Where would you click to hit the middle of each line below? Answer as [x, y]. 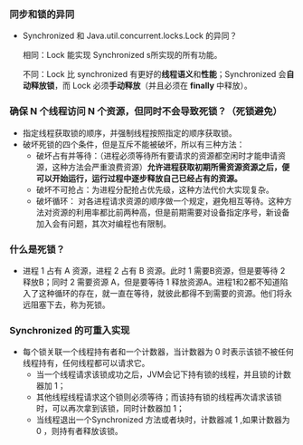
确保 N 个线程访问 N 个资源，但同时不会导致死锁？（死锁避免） [146, 111]
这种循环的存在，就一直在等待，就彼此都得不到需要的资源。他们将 [161, 293]
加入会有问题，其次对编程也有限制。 [104, 223]
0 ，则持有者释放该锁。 [80, 431]
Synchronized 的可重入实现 [70, 330]
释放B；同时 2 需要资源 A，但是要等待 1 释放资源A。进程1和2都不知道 [151, 282]
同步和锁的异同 [42, 14]
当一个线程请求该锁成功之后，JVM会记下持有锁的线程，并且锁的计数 [163, 374]
